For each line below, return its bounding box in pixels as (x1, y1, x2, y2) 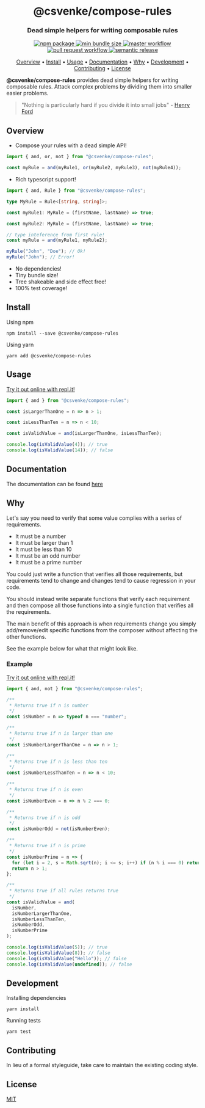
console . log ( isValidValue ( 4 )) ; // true (6, 442, 108, 448)
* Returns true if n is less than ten (9, 759, 108, 765)
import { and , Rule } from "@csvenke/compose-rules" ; (6, 188, 146, 194)
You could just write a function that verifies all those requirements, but (6, 570, 183, 578)
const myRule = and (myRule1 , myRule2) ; (6, 237, 108, 244)
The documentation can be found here (6, 480, 104, 487)
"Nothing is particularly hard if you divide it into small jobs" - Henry (21, 101, 190, 109)
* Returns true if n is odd (9, 814, 81, 821)
